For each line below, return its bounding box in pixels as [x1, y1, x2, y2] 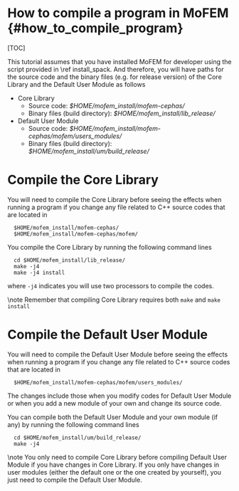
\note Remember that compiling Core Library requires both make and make [7, 295, 221, 304]
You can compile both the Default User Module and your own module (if [7, 413, 218, 421]
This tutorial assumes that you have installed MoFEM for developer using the [7, 57, 232, 65]
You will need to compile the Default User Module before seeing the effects [7, 350, 228, 359]
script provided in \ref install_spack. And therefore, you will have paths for [7, 65, 224, 73]
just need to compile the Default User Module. [7, 475, 142, 484]
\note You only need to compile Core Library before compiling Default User [7, 453, 228, 461]
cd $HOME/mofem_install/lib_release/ [14, 256, 126, 264]
